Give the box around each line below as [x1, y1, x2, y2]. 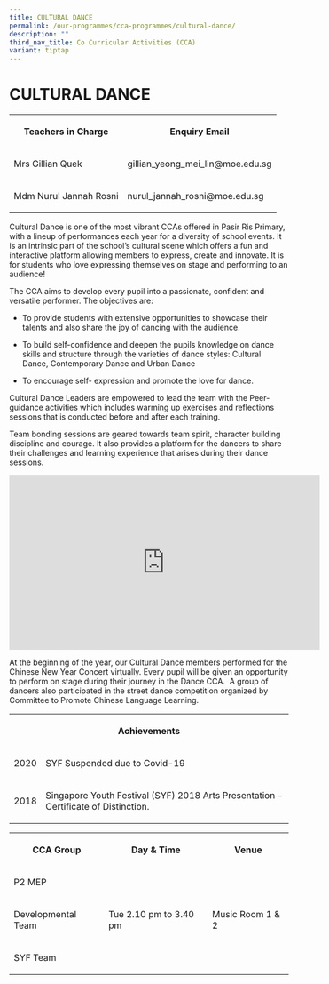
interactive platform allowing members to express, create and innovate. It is [9, 250, 285, 260]
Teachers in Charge [23, 125, 109, 138]
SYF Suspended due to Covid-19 [45, 757, 185, 770]
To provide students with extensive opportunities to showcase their [21, 313, 268, 324]
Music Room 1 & [212, 908, 281, 921]
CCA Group [32, 844, 82, 856]
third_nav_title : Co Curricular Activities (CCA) [9, 37, 197, 47]
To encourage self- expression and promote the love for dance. [21, 375, 255, 387]
